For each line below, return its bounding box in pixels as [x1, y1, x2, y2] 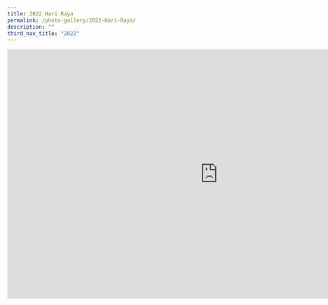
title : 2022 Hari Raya [7, 10, 74, 18]
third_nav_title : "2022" [7, 29, 80, 37]
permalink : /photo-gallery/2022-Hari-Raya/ [7, 17, 137, 24]
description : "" [7, 23, 55, 30]
